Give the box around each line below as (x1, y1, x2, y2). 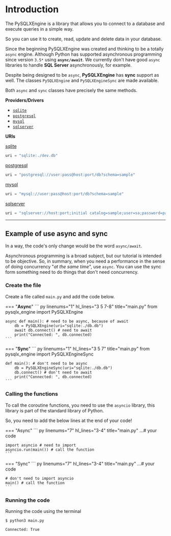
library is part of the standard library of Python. (5, 407, 104, 413)
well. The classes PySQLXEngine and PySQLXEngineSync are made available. (5, 77, 159, 83)
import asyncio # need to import (5, 442, 76, 448)
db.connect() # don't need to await (14, 369, 93, 375)
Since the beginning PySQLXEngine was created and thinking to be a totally (5, 45, 164, 52)
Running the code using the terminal (5, 508, 81, 515)
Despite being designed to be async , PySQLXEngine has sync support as (5, 72, 159, 78)
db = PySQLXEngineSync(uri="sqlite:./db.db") (14, 365, 113, 370)
